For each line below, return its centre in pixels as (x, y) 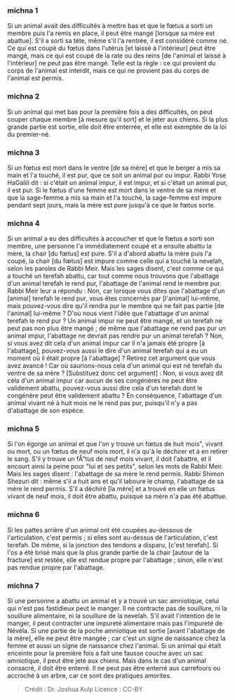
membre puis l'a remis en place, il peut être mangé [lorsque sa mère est (111, 33)
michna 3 (23, 152)
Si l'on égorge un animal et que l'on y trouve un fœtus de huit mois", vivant (115, 444)
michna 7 (23, 585)
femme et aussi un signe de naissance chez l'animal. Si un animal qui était (114, 646)
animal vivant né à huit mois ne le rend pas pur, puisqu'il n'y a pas (102, 403)
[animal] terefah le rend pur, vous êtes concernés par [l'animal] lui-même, (114, 298)
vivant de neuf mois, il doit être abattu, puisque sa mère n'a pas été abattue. (117, 496)
